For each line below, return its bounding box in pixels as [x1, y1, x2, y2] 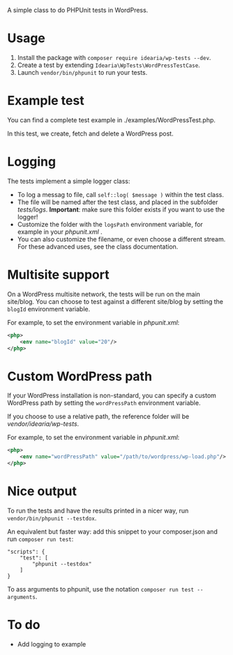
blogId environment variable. [7, 304, 91, 313]
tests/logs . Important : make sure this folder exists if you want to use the [17, 205, 225, 214]
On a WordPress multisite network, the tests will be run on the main [7, 290, 201, 298]
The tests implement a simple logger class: [7, 177, 130, 185]
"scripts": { [7, 548, 45, 555]
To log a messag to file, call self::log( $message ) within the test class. [17, 190, 225, 198]
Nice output [7, 483, 77, 499]
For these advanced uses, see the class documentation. [17, 242, 179, 251]
